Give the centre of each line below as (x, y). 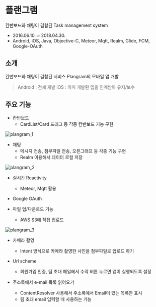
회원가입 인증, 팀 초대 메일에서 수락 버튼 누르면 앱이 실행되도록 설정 (86, 271)
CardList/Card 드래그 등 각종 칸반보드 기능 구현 (67, 124)
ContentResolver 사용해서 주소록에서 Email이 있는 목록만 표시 (81, 293)
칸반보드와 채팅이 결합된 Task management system (57, 25)
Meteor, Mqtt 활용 (38, 188)
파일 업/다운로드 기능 (33, 209)
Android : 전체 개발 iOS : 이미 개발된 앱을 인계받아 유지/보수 (76, 87)
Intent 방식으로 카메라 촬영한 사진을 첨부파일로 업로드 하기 (77, 251)
